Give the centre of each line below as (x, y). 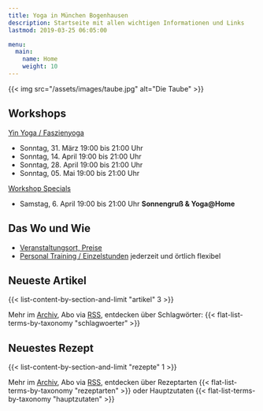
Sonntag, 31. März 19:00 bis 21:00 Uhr (81, 148)
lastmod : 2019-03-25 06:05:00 (58, 30)
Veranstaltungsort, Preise (61, 247)
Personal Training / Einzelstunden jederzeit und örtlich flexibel (120, 256)
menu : (17, 44)
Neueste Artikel (47, 280)
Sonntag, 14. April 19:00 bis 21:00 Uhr (80, 156)
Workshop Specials (39, 188)
